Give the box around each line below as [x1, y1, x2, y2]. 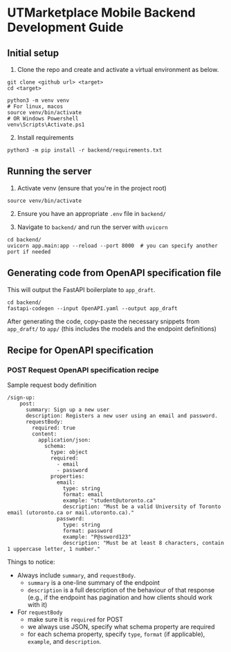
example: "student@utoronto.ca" [62, 497, 156, 505]
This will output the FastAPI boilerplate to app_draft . [7, 285, 156, 293]
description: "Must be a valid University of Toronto [62, 503, 221, 510]
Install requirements [17, 134, 74, 141]
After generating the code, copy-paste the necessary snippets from [7, 317, 200, 325]
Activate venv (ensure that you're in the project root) [17, 183, 167, 192]
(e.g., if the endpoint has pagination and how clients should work [27, 593, 213, 601]
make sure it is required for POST [27, 615, 123, 624]
